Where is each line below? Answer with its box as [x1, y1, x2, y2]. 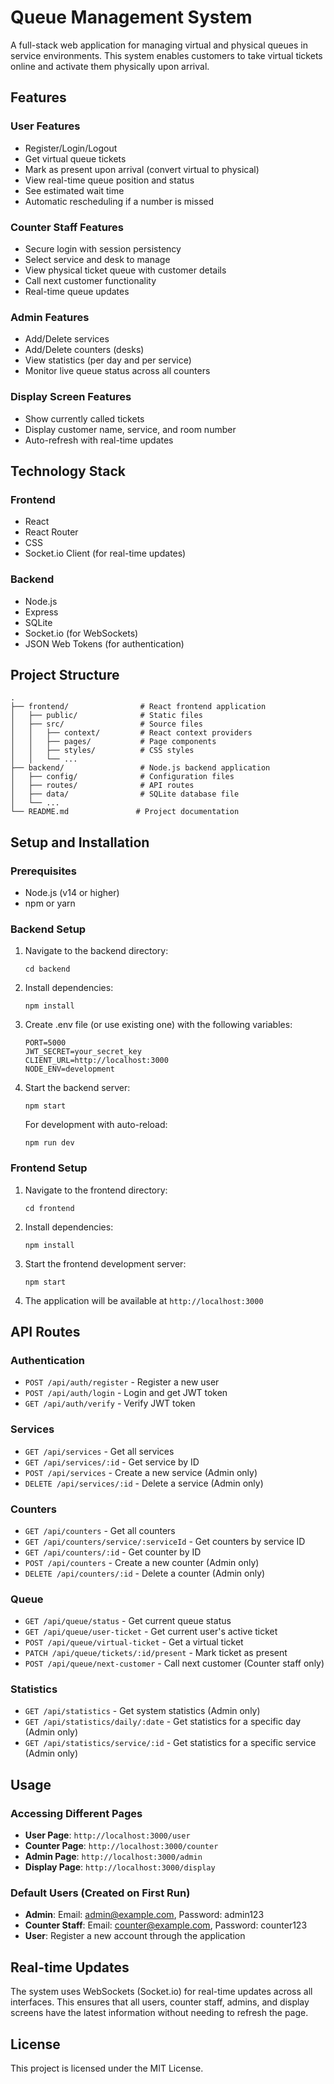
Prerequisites [10, 864, 77, 878]
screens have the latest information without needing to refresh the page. [10, 2007, 309, 2019]
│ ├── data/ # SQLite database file [10, 789, 240, 800]
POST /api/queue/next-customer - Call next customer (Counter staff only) [24, 1657, 325, 1670]
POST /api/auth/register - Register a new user [24, 1376, 220, 1388]
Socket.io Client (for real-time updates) [24, 547, 187, 560]
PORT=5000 [24, 1038, 67, 1048]
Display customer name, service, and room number [24, 423, 237, 435]
